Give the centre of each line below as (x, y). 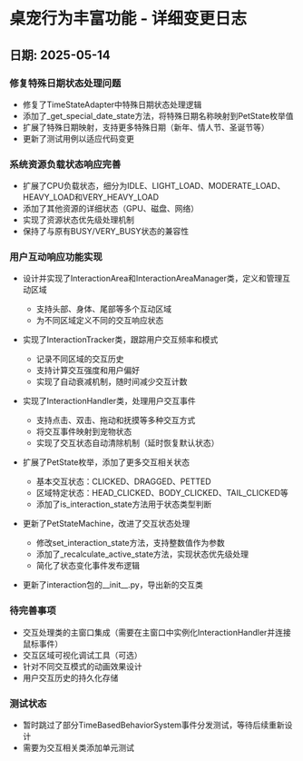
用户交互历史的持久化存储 (70, 677)
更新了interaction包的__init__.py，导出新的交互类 (113, 585)
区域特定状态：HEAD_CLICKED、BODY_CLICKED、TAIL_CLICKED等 (162, 493)
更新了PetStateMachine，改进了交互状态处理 (106, 524)
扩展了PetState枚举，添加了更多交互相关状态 (106, 462)
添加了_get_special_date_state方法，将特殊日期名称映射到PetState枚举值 (158, 115)
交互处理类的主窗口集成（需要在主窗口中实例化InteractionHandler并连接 (157, 632)
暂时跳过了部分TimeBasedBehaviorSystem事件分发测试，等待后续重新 (154, 725)
